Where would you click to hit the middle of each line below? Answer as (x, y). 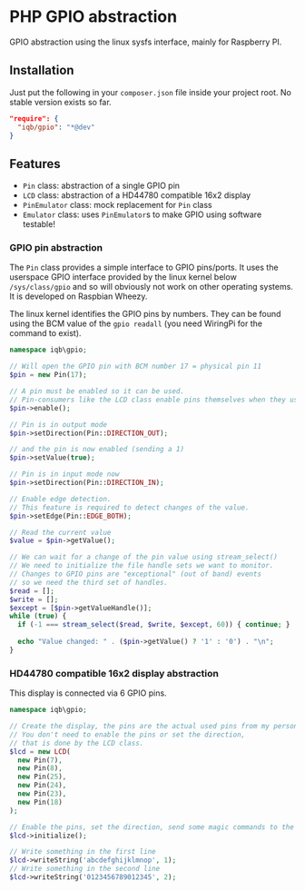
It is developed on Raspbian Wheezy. (79, 296)
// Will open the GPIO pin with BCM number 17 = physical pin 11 (135, 366)
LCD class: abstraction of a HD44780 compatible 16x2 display (137, 195)
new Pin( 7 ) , (40, 760)
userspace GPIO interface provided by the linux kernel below (123, 277)
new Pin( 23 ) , (42, 794)
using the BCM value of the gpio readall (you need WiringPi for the (136, 323)
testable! (39, 224)
